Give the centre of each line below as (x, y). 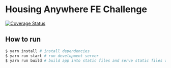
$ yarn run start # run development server (52, 56)
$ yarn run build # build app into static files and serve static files (84, 60)
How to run (23, 39)
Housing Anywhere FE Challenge (76, 9)
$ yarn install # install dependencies (48, 51)
